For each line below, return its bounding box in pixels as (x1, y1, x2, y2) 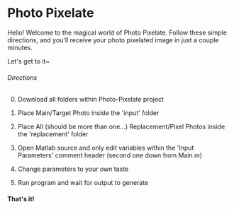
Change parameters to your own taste (17, 165, 129, 174)
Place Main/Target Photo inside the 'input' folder (17, 109, 160, 117)
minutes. (7, 43, 33, 52)
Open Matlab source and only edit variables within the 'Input (17, 143, 194, 153)
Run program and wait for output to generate (17, 179, 149, 187)
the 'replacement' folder (17, 130, 89, 138)
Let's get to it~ (7, 56, 50, 65)
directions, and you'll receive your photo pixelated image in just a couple (7, 35, 219, 44)
